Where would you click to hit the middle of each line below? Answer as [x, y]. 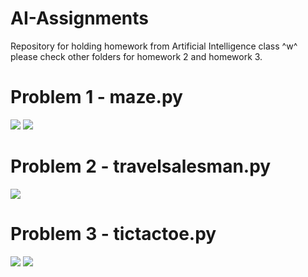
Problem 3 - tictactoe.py [113, 234]
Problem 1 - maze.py [96, 97]
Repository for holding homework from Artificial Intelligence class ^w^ [154, 46]
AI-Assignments [79, 18]
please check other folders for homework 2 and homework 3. [136, 56]
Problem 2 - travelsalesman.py [141, 166]
